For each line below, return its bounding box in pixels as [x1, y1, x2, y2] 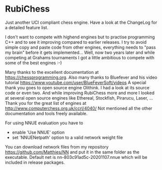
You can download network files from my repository [5, 144, 109, 150]
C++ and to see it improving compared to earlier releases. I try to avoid [5, 39, 147, 45]
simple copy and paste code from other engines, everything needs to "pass [5, 44, 156, 50]
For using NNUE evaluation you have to [5, 120, 83, 126]
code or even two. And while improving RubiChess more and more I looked [5, 90, 155, 96]
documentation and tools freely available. [5, 110, 88, 116]
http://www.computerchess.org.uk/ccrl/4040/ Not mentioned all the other [5, 105, 153, 111]
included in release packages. [5, 159, 65, 165]
